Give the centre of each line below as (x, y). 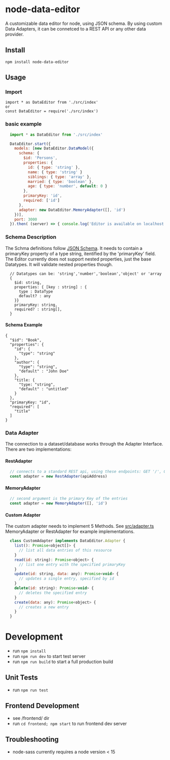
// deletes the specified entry (53, 593)
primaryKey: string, (36, 305)
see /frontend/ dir (31, 718)
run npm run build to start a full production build (63, 662)
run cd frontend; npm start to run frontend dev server (70, 723)
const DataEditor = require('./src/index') (52, 111)
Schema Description (31, 237)
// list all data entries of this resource (65, 550)
